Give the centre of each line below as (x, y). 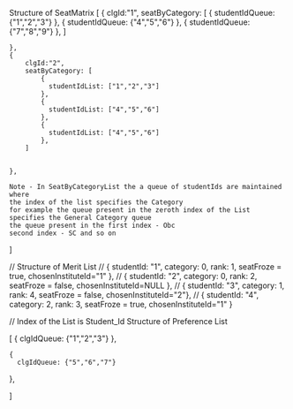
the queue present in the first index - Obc (92, 225)
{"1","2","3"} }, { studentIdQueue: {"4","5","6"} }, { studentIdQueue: (130, 22)
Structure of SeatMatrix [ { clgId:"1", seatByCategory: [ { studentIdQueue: (142, 13)
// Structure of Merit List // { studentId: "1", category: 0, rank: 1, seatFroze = (146, 267)
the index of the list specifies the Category (96, 202)
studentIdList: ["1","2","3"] (104, 87)
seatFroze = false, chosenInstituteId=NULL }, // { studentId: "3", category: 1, (147, 285)
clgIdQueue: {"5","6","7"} (67, 362)
